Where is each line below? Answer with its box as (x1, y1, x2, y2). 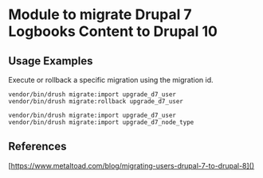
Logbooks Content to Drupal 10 (8, 22, 218, 41)
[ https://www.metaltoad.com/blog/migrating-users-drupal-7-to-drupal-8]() (8, 161, 255, 170)
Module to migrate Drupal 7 (8, 6, 193, 24)
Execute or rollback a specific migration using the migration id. (8, 75, 214, 84)
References (8, 140, 67, 153)
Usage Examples (8, 54, 93, 68)
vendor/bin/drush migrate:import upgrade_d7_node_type (8, 118, 194, 126)
